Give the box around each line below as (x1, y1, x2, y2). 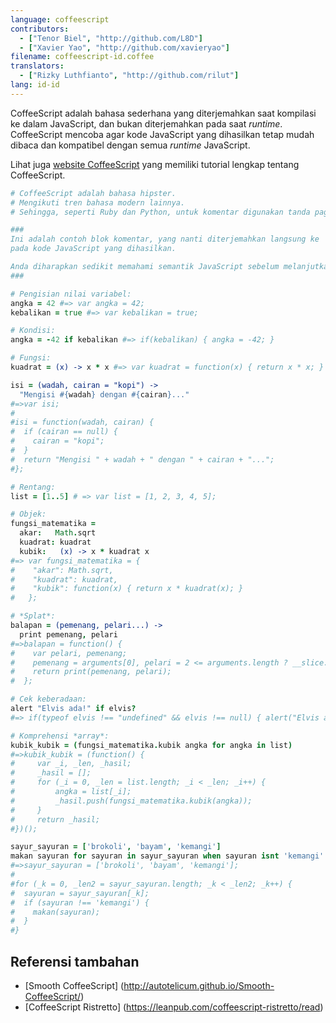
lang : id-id (10, 80, 60, 90)
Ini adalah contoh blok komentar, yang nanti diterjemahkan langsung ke (10, 234, 320, 245)
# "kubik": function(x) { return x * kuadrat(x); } (10, 584, 244, 594)
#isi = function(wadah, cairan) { (10, 417, 155, 428)
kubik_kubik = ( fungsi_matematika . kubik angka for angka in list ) (10, 740, 293, 750)
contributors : (10, 24, 70, 34)
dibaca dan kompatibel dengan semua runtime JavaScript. (10, 139, 251, 151)
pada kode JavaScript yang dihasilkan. (10, 244, 177, 254)
